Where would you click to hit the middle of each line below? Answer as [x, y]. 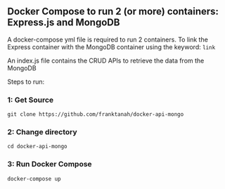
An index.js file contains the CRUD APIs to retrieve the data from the [106, 60]
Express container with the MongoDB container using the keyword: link [111, 47]
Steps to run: [26, 82]
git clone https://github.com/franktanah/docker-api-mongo [96, 115]
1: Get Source [31, 100]
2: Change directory [42, 132]
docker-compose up [34, 178]
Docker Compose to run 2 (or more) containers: [113, 12]
